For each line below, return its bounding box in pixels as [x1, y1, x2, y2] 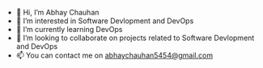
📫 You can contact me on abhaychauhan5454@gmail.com [15, 50, 213, 60]
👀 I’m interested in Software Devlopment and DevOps [15, 16, 194, 26]
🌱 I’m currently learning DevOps [15, 25, 123, 34]
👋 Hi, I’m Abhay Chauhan [15, 8, 100, 17]
